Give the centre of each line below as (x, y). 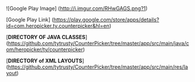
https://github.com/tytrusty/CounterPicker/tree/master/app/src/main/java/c (98, 43)
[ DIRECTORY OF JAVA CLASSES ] (47, 37)
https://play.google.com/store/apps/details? (106, 19)
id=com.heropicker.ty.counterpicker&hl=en (58, 26)
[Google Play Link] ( (30, 19)
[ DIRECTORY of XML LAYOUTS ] (45, 61)
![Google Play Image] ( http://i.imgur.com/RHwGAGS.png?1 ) (77, 8)
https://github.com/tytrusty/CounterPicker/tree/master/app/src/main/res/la (98, 67)
